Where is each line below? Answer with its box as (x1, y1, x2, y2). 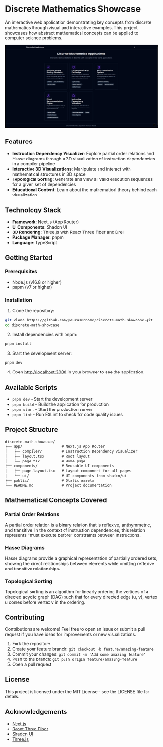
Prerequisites (5, 268, 37, 275)
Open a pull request (12, 661, 52, 667)
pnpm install (5, 341, 32, 346)
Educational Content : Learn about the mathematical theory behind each (12, 186, 157, 193)
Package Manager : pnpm (12, 234, 64, 240)
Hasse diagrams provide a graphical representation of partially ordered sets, (5, 555, 158, 561)
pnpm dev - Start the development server (12, 396, 93, 402)
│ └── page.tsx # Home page (5, 459, 86, 463)
